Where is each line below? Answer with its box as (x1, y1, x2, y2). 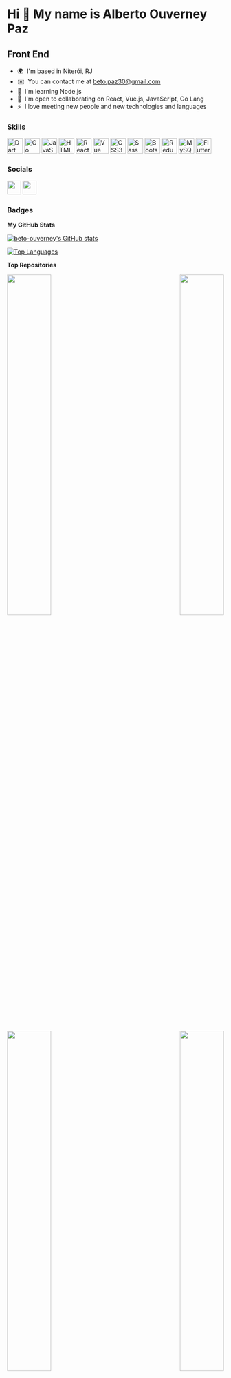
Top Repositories (7, 261, 57, 269)
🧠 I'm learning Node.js (16, 88, 82, 95)
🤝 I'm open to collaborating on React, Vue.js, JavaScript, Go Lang (16, 94, 204, 103)
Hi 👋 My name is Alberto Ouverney (7, 6, 208, 22)
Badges (7, 205, 33, 214)
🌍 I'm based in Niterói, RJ (16, 67, 93, 75)
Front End (7, 48, 49, 60)
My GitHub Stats (7, 221, 56, 229)
